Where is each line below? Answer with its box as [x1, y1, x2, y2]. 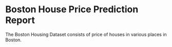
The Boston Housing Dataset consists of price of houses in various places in [5, 31, 167, 37]
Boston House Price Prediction [5, 4, 139, 15]
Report [5, 14, 35, 26]
